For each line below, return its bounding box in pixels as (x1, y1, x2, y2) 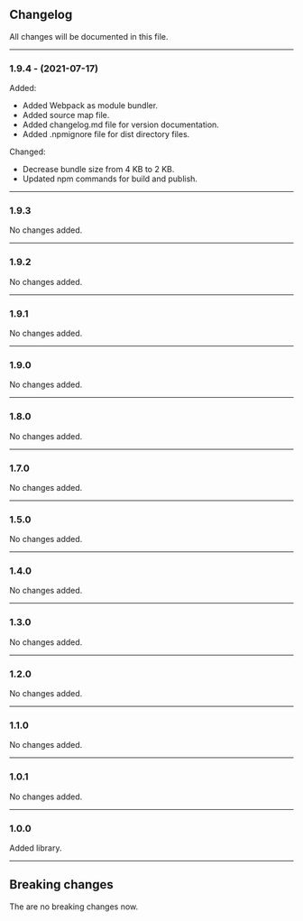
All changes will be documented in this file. (9, 31, 169, 41)
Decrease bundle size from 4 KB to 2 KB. (22, 164, 175, 175)
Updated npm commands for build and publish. (22, 173, 198, 184)
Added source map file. (22, 110, 110, 121)
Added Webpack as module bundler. (22, 100, 159, 111)
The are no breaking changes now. (9, 901, 139, 912)
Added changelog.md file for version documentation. (22, 119, 219, 130)
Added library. (9, 843, 62, 853)
